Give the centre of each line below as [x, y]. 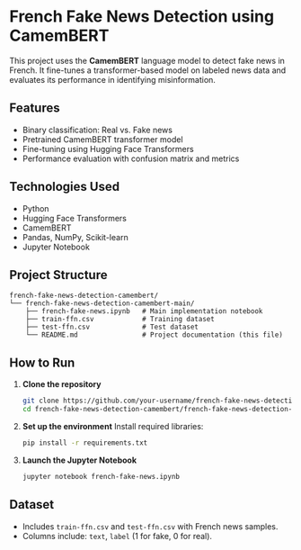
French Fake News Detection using [142, 17]
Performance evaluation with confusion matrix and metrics [131, 158]
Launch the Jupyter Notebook [80, 460]
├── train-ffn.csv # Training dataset [120, 320]
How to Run [42, 362]
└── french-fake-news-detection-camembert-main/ [102, 303]
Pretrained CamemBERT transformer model [102, 139]
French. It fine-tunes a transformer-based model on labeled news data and [148, 70]
